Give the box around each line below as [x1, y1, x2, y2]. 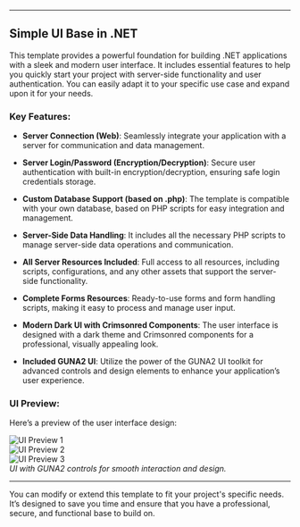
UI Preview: [9, 397, 60, 410]
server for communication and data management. [21, 140, 205, 151]
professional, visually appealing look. [21, 339, 159, 349]
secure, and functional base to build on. [9, 508, 155, 519]
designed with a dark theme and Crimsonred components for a [21, 330, 254, 340]
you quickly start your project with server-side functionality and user [9, 69, 262, 79]
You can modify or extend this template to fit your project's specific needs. [9, 489, 285, 500]
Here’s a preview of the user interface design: [9, 417, 177, 429]
